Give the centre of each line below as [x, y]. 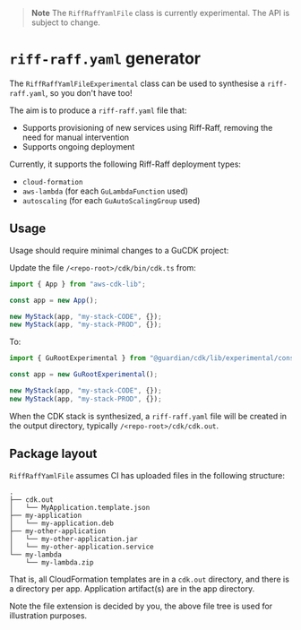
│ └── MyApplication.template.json [80, 507]
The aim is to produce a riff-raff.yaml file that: [98, 110]
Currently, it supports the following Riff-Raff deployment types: [125, 164]
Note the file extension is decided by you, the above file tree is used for [141, 606]
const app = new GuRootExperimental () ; [84, 375]
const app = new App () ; [54, 300]
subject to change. [66, 22]
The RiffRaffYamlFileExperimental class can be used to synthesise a [138, 83]
